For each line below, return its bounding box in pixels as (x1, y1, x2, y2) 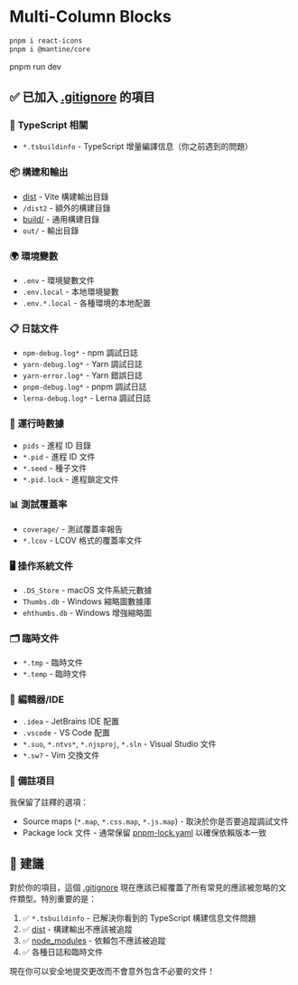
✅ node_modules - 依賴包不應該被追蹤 (22, 934, 166, 946)
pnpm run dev (9, 61, 61, 71)
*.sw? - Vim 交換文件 (22, 749, 100, 761)
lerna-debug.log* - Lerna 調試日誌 (22, 393, 152, 403)
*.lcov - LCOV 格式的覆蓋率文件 (22, 535, 143, 545)
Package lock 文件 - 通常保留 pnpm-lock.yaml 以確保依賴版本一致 (22, 828, 267, 838)
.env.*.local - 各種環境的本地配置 (22, 297, 152, 308)
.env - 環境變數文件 (22, 274, 95, 286)
